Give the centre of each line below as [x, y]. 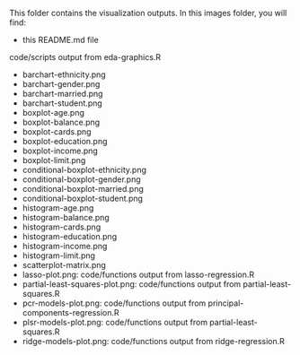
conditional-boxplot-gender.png [81, 179]
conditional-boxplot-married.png [83, 189]
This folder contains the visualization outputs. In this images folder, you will [148, 13]
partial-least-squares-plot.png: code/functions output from [132, 284]
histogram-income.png [65, 246]
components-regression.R [71, 312]
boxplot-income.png [60, 151]
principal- [226, 303]
